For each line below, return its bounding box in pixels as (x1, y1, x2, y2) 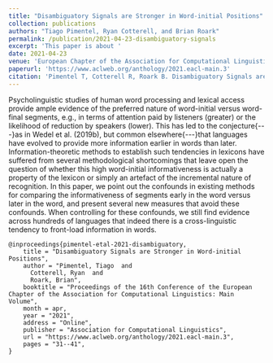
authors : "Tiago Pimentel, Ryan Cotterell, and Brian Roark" (8, 27, 220, 35)
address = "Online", (23, 318, 93, 326)
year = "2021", (23, 311, 75, 320)
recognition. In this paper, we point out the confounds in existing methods (8, 181, 255, 191)
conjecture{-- (219, 120, 265, 130)
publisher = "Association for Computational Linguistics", (23, 326, 227, 334)
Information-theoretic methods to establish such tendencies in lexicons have (8, 147, 265, 156)
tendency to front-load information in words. (8, 225, 157, 234)
